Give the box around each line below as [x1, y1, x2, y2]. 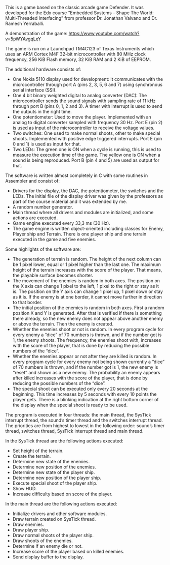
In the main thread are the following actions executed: [5, 501, 117, 507]
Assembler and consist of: [5, 178, 60, 184]
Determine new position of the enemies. [12, 464, 96, 470]
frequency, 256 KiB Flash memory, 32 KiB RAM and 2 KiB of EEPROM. [5, 56, 151, 63]
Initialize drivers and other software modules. [12, 511, 107, 517]
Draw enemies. [12, 521, 45, 527]
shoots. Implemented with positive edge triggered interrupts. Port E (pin [12, 136, 162, 141]
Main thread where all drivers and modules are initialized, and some [12, 210, 154, 215]
